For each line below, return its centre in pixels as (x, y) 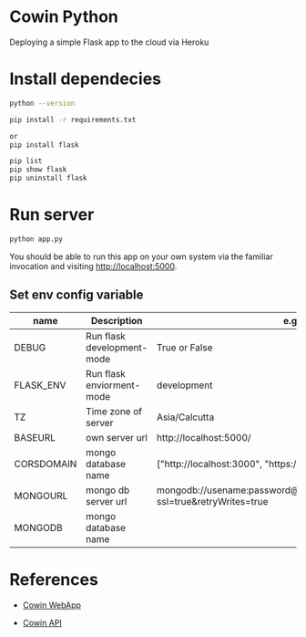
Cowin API (42, 622)
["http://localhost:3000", (209, 464)
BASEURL (35, 437)
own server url (117, 437)
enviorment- (113, 385)
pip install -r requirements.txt (73, 120)
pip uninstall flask (49, 178)
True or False (184, 347)
